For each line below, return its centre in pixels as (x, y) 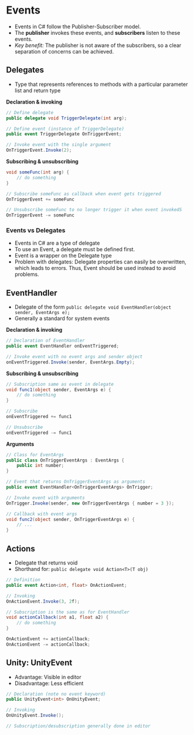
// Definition (23, 580)
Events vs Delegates (36, 230)
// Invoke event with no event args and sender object (74, 356)
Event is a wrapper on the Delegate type (63, 256)
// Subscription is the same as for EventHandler (68, 612)
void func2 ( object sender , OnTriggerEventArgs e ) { (70, 519)
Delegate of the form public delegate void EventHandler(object (93, 307)
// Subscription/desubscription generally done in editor (78, 726)
